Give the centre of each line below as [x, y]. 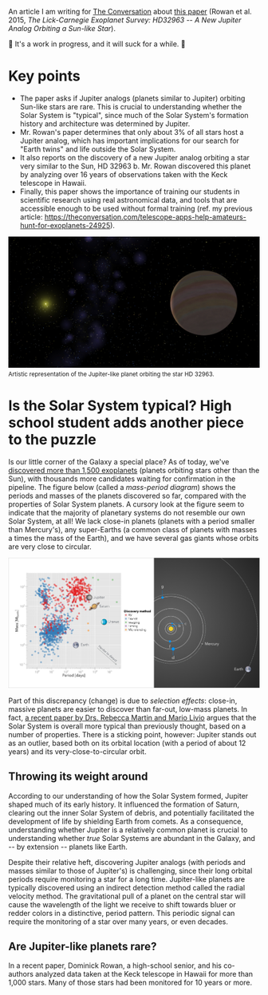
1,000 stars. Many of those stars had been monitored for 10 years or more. [130, 983]
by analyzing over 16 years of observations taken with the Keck [124, 174]
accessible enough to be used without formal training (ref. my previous [136, 208]
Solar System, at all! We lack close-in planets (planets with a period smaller [132, 521]
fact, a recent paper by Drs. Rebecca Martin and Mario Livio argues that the [132, 717]
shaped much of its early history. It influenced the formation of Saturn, [124, 804]
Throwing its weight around [78, 777]
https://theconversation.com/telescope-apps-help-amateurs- [146, 217]
